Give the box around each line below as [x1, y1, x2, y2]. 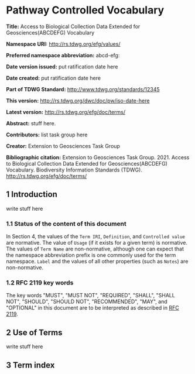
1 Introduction [6, 190, 57, 200]
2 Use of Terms [6, 327, 63, 337]
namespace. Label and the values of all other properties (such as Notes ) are [6, 258, 189, 265]
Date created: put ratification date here [6, 74, 101, 81]
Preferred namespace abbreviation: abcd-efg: [6, 52, 120, 59]
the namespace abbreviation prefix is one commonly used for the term [6, 252, 176, 259]
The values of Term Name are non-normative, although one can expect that [6, 245, 184, 252]
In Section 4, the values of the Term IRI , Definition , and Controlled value [6, 233, 186, 240]
